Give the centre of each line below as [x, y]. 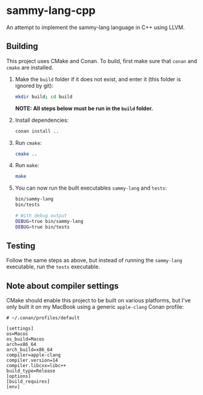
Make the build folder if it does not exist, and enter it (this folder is [98, 79]
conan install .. [37, 131]
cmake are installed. [30, 67]
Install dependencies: [42, 120]
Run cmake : [28, 142]
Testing [21, 246]
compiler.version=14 [32, 360]
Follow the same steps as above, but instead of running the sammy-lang [95, 261]
